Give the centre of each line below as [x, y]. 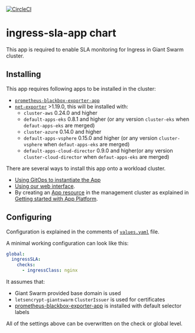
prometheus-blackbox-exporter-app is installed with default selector [98, 306]
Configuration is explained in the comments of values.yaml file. [83, 232]
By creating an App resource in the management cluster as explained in [102, 192]
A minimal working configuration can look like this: [67, 243]
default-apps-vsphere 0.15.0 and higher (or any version [90, 138]
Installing [24, 74]
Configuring [29, 217]
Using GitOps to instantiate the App [58, 180]
